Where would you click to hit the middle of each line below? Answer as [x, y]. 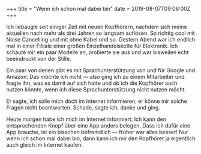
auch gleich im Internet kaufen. [44, 145]
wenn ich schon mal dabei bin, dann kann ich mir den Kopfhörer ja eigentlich [101, 138]
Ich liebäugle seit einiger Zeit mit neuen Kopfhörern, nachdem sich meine [97, 27]
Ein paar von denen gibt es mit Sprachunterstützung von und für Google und [101, 70]
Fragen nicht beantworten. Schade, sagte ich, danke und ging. [83, 107]
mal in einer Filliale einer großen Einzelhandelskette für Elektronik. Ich [92, 46]
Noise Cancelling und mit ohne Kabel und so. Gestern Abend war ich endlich [101, 39]
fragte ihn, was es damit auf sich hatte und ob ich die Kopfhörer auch [92, 83]
